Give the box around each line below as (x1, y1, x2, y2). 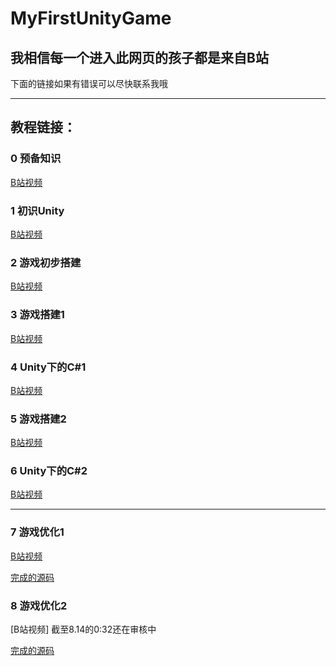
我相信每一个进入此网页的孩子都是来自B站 (10, 49, 269, 66)
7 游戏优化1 (10, 525, 65, 539)
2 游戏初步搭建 (10, 255, 82, 269)
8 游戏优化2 (10, 598, 68, 612)
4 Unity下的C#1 (10, 360, 87, 374)
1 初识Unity (10, 203, 65, 217)
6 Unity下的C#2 (10, 464, 88, 478)
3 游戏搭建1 (10, 308, 65, 322)
